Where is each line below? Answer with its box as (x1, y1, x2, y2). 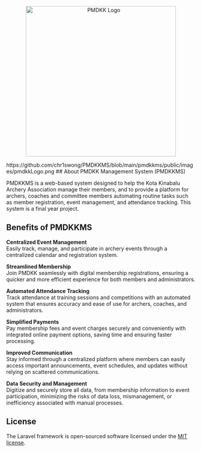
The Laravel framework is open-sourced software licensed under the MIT (6, 432, 188, 439)
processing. (6, 337, 36, 344)
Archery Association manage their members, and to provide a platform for (6, 186, 189, 193)
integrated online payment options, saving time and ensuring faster (6, 331, 172, 338)
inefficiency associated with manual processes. (6, 399, 124, 406)
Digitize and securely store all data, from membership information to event (6, 386, 190, 394)
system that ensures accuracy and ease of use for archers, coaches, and (6, 300, 187, 307)
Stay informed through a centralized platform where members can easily (6, 355, 186, 362)
